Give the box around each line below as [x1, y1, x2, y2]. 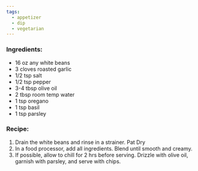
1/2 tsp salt [14, 71, 42, 79]
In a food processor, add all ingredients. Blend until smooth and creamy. [14, 145, 193, 152]
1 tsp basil [14, 103, 40, 111]
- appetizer [11, 14, 42, 20]
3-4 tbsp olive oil [14, 85, 57, 92]
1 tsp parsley [14, 110, 47, 117]
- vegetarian [11, 25, 44, 32]
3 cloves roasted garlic [14, 65, 72, 73]
